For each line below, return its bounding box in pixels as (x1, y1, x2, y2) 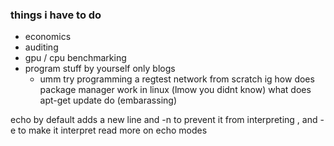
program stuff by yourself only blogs (24, 63, 176, 75)
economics (24, 31, 72, 43)
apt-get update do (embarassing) (39, 94, 177, 107)
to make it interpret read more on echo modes (18, 124, 208, 137)
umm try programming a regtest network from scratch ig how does (39, 73, 315, 85)
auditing (24, 41, 59, 53)
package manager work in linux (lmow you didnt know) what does (39, 84, 312, 96)
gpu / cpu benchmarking (24, 52, 127, 64)
